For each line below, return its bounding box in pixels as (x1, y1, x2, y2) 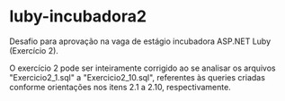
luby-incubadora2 (9, 6, 147, 27)
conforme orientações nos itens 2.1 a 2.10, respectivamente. (9, 81, 231, 92)
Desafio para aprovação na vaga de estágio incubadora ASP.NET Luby (9, 36, 272, 46)
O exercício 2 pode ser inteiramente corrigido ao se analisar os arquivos (9, 63, 276, 73)
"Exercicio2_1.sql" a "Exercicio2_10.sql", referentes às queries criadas (9, 72, 265, 82)
